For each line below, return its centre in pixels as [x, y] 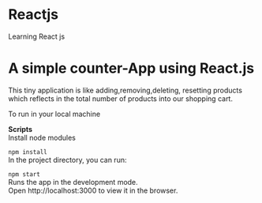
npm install [28, 152]
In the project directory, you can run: [67, 160]
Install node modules [42, 137]
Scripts [21, 129]
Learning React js [37, 36]
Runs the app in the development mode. [73, 182]
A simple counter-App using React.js [131, 68]
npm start [24, 174]
